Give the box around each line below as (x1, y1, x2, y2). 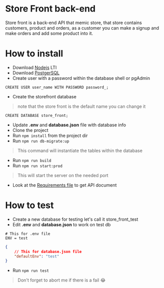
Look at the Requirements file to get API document (12, 182, 117, 188)
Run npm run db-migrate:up (12, 137, 69, 143)
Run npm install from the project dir (12, 132, 88, 138)
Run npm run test (12, 267, 49, 273)
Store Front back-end (5, 3, 96, 15)
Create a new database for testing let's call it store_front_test (12, 216, 138, 222)
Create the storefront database (12, 93, 77, 99)
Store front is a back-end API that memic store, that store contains (5, 20, 142, 26)
